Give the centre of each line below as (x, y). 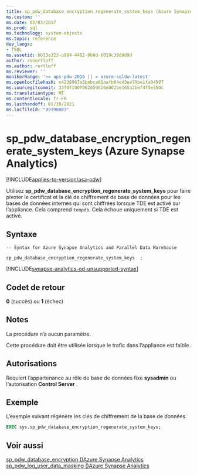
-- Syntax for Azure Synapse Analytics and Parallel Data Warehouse (91, 248)
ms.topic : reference (31, 39)
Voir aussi (25, 445)
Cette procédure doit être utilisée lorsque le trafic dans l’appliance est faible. (98, 345)
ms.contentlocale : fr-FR (36, 98)
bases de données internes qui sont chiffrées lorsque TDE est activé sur (93, 203)
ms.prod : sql (22, 28)
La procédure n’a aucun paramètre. (49, 334)
